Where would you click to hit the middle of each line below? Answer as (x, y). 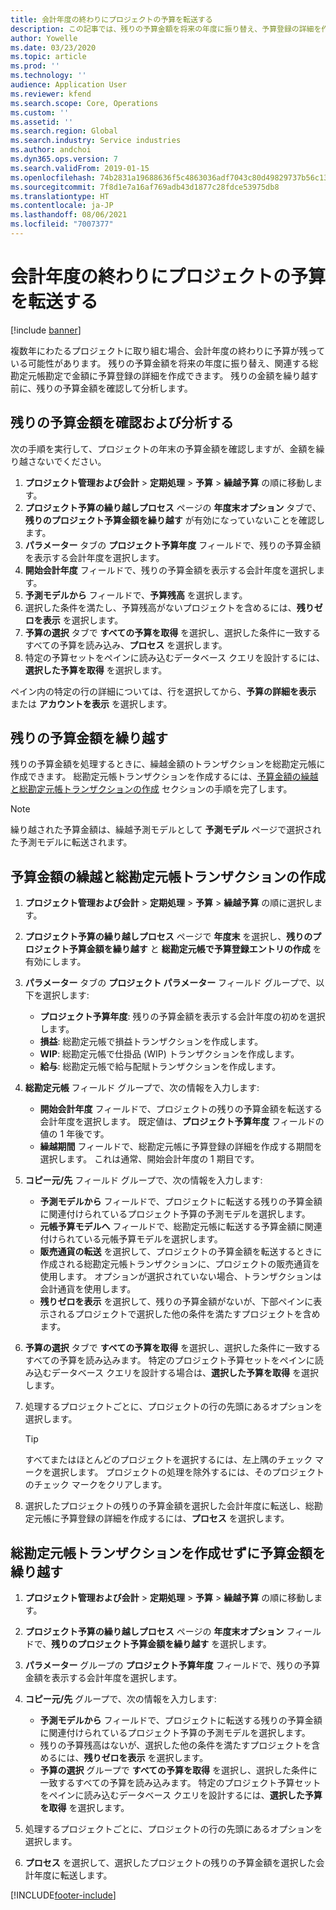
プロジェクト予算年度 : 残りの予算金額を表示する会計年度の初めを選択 (182, 1017)
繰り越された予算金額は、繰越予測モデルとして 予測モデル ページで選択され (166, 830)
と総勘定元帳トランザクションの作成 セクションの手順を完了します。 (151, 789)
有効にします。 (55, 962)
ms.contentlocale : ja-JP (62, 206)
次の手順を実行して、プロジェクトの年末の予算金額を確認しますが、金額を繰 (167, 448)
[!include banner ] (46, 330)
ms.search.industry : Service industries (96, 141)
